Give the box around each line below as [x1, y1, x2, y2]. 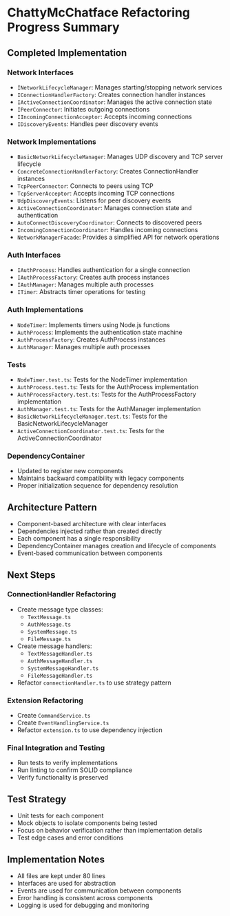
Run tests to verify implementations [17, 759, 118, 767]
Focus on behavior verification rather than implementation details [17, 826, 202, 835]
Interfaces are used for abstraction [17, 879, 116, 888]
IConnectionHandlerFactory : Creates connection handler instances [17, 90, 206, 98]
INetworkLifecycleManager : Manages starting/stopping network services [17, 83, 222, 91]
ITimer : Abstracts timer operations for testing [17, 288, 146, 296]
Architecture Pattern [7, 501, 98, 513]
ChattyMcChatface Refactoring [7, 5, 191, 21]
